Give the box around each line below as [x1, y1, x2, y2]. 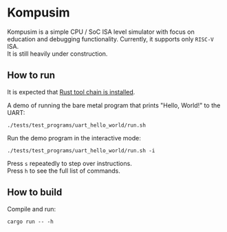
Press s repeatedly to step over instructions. [7, 159, 132, 167]
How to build [7, 187, 63, 198]
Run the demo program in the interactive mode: [7, 134, 141, 142]
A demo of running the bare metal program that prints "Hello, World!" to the [7, 101, 221, 109]
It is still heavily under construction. [7, 50, 108, 58]
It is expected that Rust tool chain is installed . [7, 87, 136, 96]
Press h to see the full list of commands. [7, 167, 120, 175]
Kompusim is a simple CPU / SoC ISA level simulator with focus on [7, 28, 195, 36]
